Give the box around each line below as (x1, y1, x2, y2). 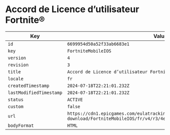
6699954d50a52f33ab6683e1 (67, 41, 130, 47)
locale (8, 76, 24, 81)
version (8, 55, 26, 61)
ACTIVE (67, 97, 83, 102)
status (8, 97, 24, 102)
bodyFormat (8, 122, 34, 128)
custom (8, 104, 24, 109)
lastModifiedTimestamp (8, 89, 62, 96)
